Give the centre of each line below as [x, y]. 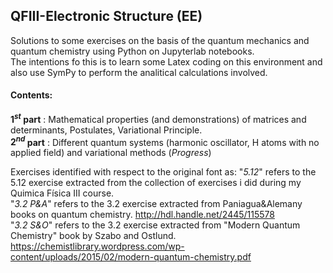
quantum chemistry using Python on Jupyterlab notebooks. [132, 51]
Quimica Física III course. [62, 193]
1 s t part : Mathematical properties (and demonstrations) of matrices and [158, 118]
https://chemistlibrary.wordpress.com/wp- [97, 246]
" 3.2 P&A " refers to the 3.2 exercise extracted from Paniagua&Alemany [156, 204]
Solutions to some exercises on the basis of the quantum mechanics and [160, 40]
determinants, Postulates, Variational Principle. [106, 130]
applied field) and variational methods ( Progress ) [111, 153]
